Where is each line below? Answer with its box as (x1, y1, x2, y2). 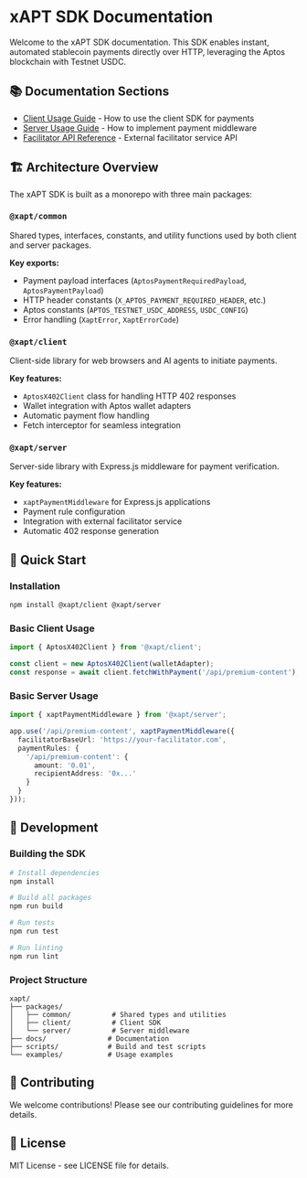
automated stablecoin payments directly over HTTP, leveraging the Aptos (9, 46, 286, 57)
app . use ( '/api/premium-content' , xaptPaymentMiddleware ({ (9, 727, 235, 736)
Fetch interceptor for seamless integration (22, 420, 181, 431)
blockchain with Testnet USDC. (9, 56, 126, 67)
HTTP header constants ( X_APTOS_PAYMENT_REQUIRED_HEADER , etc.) (22, 294, 267, 305)
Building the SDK (9, 848, 87, 861)
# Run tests (9, 918, 55, 927)
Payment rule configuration (22, 506, 126, 518)
